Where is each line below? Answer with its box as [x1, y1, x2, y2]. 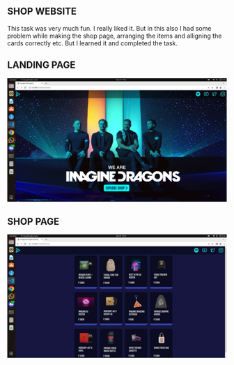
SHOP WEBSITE [7, 6, 77, 17]
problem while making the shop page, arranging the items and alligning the [7, 31, 222, 40]
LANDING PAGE [7, 59, 76, 71]
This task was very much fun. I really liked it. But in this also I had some [7, 24, 212, 32]
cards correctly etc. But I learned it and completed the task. [7, 38, 178, 47]
